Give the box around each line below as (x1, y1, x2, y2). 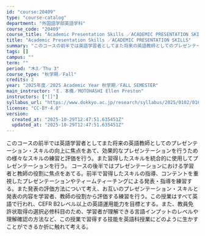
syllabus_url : (6, 99, 43, 105)
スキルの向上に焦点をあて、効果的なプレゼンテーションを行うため (32, 147, 198, 154)
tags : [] (6, 49, 29, 55)
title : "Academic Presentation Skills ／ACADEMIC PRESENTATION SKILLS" (6, 37, 192, 43)
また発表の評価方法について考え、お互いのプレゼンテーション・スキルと (16, 185, 199, 192)
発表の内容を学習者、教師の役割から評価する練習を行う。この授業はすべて (6, 193, 193, 200)
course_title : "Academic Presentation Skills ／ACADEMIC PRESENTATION (6, 32, 189, 38)
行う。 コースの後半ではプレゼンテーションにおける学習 (54, 162, 194, 170)
